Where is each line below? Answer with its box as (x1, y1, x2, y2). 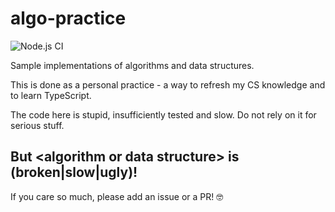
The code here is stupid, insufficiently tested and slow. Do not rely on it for (10, 108, 317, 121)
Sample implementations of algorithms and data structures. (10, 59, 255, 71)
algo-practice (10, 7, 127, 30)
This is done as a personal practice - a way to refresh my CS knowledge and (10, 78, 326, 91)
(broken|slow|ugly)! (10, 164, 138, 181)
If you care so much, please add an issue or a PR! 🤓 (10, 190, 224, 202)
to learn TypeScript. (10, 89, 92, 101)
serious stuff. (10, 119, 65, 131)
